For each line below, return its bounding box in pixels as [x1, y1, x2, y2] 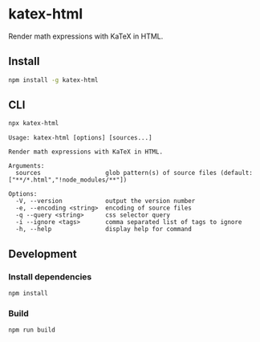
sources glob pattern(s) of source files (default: [15, 169, 253, 177]
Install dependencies [8, 271, 92, 282]
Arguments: [8, 162, 45, 170]
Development [8, 246, 78, 261]
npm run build [8, 326, 56, 334]
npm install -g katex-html [8, 75, 99, 84]
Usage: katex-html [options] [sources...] [8, 134, 152, 142]
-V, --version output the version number [15, 197, 196, 206]
